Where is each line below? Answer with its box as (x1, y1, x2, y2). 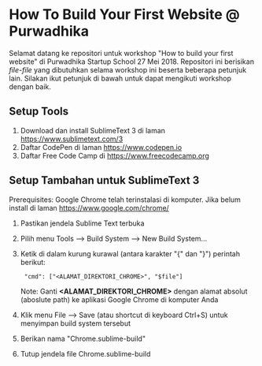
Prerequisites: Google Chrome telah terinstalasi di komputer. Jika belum (9, 195, 241, 204)
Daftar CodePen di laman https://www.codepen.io (20, 142, 183, 151)
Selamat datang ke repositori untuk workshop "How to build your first (9, 48, 234, 58)
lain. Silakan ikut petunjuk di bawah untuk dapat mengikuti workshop (9, 73, 231, 83)
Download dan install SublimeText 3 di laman (20, 125, 166, 135)
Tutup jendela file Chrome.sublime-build (20, 349, 151, 358)
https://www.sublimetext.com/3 (20, 134, 124, 144)
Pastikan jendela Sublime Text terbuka (20, 218, 145, 228)
